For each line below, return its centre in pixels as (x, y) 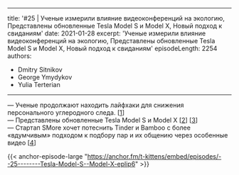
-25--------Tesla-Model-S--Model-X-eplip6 (71, 164)
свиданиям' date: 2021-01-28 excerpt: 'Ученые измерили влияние (107, 33)
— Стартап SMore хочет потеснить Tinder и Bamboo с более (99, 128)
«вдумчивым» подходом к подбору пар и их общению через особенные (118, 135)
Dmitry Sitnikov (40, 69)
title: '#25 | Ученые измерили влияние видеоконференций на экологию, (116, 18)
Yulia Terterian (39, 85)
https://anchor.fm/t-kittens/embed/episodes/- (154, 156)
